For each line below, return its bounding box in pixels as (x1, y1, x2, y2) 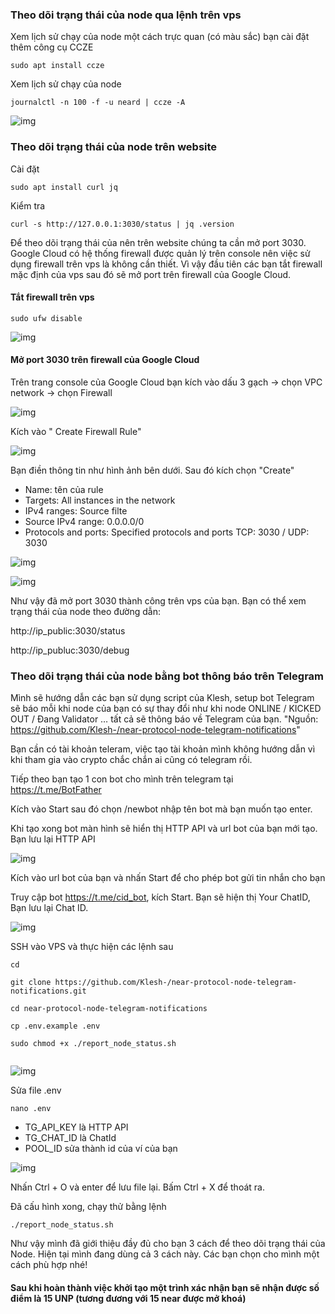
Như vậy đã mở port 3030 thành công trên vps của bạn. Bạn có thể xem (10, 595, 307, 607)
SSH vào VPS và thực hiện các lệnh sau (10, 941, 174, 953)
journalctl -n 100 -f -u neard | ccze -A (10, 98, 186, 108)
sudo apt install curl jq (10, 182, 118, 192)
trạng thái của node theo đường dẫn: (10, 606, 161, 617)
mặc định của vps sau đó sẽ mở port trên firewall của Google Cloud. (10, 268, 292, 280)
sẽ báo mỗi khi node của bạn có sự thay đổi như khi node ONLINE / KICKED (10, 703, 322, 715)
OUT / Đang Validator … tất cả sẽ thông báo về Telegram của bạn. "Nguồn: (10, 713, 319, 725)
